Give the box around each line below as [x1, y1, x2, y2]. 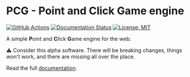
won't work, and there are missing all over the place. [6, 53, 136, 60]
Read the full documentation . [6, 64, 78, 72]
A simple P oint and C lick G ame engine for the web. [6, 35, 131, 42]
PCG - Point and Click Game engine [6, 4, 185, 18]
